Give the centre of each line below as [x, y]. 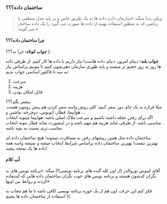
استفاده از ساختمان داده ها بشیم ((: [39, 196]
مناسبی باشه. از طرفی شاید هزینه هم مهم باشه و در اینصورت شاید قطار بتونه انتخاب [83, 122]
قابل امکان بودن [28, 92]
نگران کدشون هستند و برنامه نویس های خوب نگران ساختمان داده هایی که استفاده [81, 176]
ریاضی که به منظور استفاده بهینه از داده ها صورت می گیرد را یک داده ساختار [88, 23]
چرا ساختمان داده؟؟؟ [25, 40]
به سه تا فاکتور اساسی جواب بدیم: [37, 72]
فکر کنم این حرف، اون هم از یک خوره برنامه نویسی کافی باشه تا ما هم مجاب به [79, 191]
